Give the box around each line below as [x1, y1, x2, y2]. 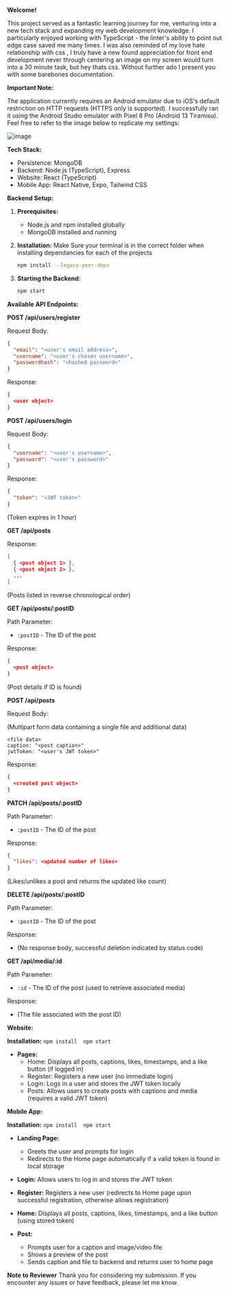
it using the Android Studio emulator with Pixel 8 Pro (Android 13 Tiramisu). [7, 111, 218, 120]
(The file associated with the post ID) [16, 1010, 122, 1019]
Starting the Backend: [16, 274, 81, 283]
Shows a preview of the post [27, 1250, 108, 1259]
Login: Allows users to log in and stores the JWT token [16, 1175, 173, 1184]
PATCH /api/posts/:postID [7, 799, 82, 807]
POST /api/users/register [7, 313, 81, 322]
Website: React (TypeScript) [16, 173, 97, 181]
